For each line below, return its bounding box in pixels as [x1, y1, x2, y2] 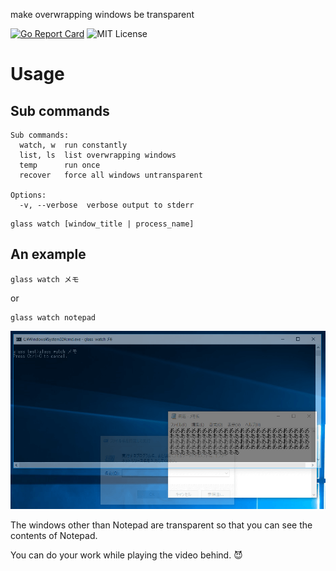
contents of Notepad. [10, 529, 98, 541]
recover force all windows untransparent [19, 170, 203, 180]
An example [10, 246, 87, 263]
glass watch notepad [10, 312, 97, 323]
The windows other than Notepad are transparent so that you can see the [10, 519, 313, 531]
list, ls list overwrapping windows [19, 150, 177, 160]
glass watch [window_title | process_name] [10, 219, 195, 229]
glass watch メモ [10, 274, 80, 284]
